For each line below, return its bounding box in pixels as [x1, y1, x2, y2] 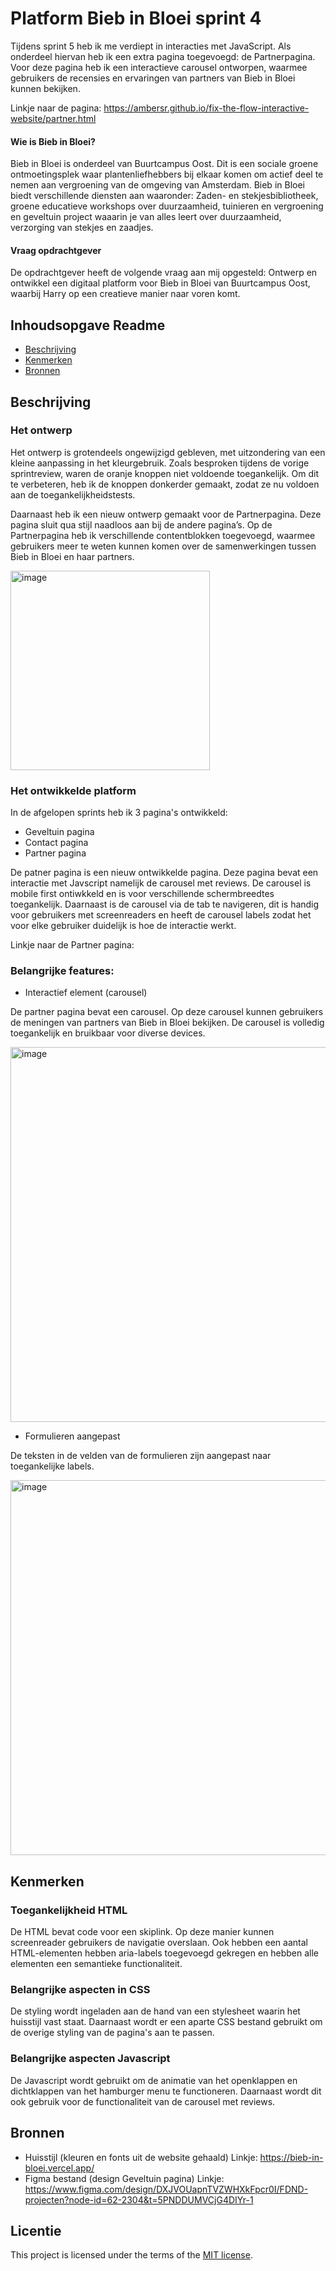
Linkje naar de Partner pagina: [10, 939, 135, 951]
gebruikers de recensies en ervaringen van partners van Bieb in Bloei [10, 72, 296, 84]
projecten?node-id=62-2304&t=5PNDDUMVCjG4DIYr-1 [24, 2193, 254, 2206]
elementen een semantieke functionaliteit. [10, 1958, 183, 1970]
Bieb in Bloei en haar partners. [10, 550, 135, 562]
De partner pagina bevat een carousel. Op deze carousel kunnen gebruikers [10, 1006, 324, 1018]
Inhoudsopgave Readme [10, 317, 166, 334]
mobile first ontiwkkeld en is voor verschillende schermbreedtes [10, 888, 275, 900]
